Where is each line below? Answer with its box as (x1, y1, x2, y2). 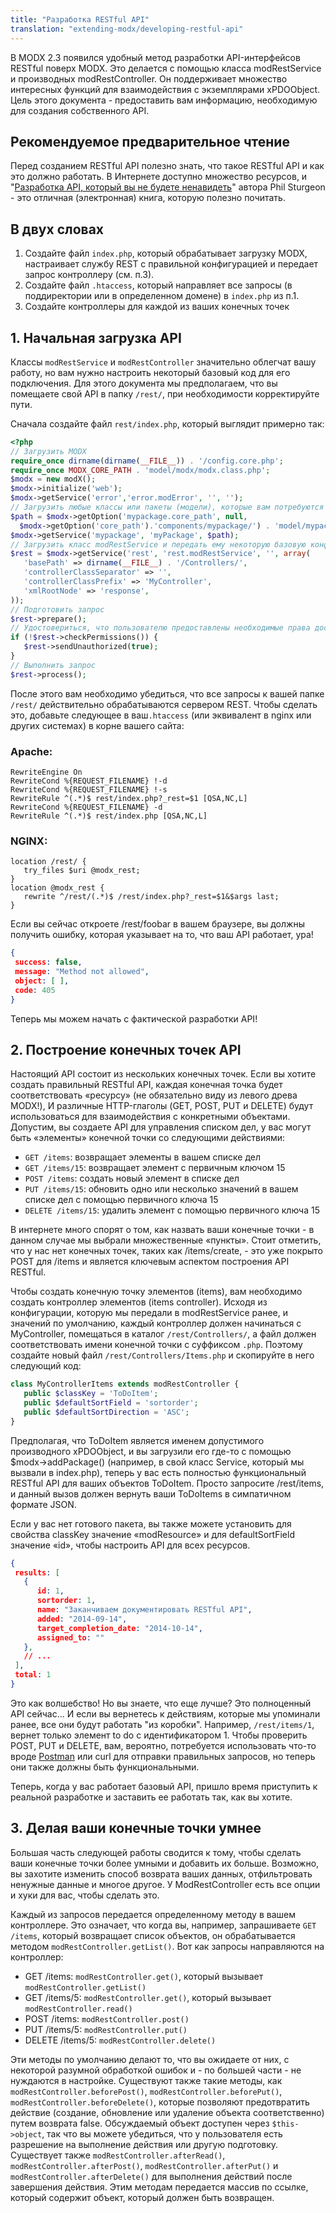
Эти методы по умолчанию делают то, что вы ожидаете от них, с (10, 2053, 290, 2065)
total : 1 (14, 1670, 52, 1680)
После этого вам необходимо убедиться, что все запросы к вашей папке (10, 687, 325, 700)
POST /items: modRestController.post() (24, 2012, 190, 2025)
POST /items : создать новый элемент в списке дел (24, 1172, 240, 1185)
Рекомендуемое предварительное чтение (10, 133, 290, 150)
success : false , (14, 957, 83, 968)
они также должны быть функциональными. (10, 1761, 200, 1773)
